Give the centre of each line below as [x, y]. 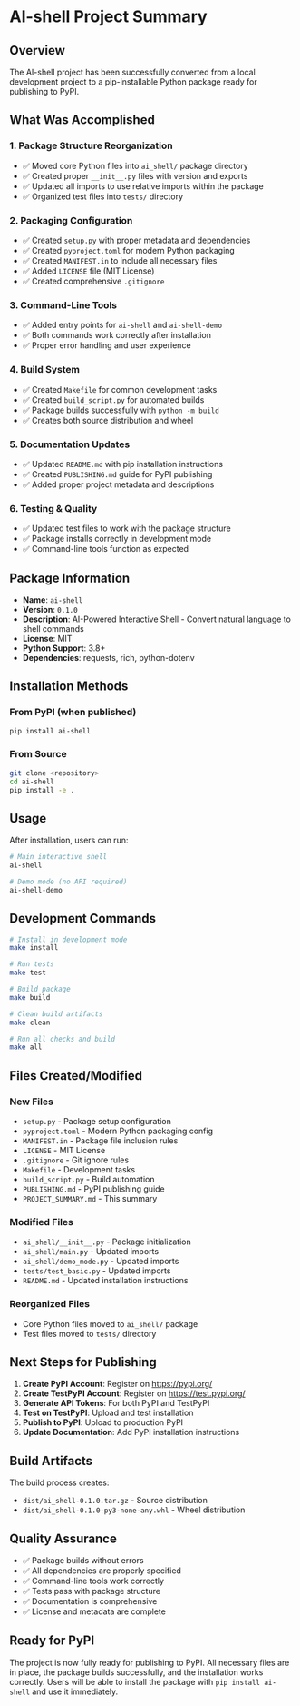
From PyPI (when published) [73, 713]
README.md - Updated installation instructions [105, 1281]
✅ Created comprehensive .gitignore [93, 281]
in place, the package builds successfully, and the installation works [136, 1672]
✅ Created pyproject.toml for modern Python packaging [129, 250]
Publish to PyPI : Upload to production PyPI [103, 1422]
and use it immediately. [75, 1691]
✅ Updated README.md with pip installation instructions [123, 464]
